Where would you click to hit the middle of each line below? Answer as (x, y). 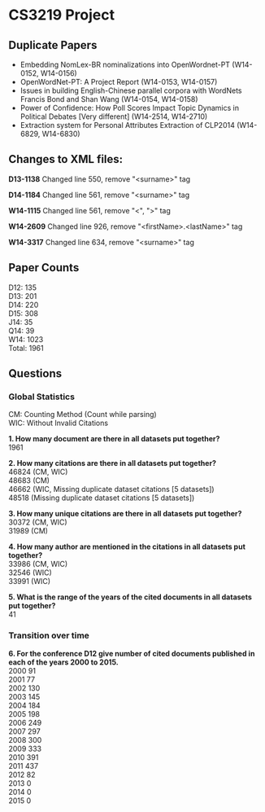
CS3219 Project (62, 15)
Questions (35, 373)
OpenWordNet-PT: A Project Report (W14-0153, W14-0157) (119, 82)
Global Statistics (42, 397)
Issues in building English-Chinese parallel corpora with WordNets (131, 90)
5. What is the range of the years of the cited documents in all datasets (130, 597)
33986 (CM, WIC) (38, 564)
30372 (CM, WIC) (38, 522)
